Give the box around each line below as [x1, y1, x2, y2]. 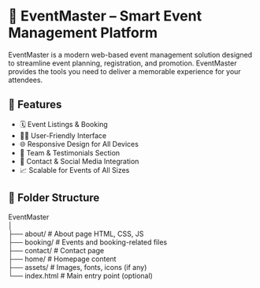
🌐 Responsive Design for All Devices [19, 139, 139, 148]
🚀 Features [8, 98, 62, 111]
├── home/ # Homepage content [8, 254, 117, 264]
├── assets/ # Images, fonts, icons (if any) [8, 262, 147, 271]
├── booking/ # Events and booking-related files [8, 237, 168, 247]
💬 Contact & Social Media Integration [19, 156, 139, 166]
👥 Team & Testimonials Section [19, 148, 121, 157]
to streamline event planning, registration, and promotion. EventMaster [8, 58, 237, 68]
